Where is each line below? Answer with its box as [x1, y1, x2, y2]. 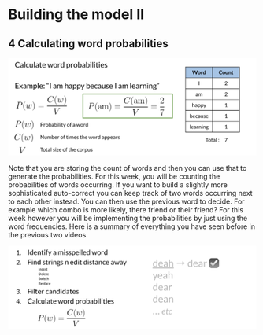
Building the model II [8, 6, 145, 24]
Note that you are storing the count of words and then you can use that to [8, 164, 247, 173]
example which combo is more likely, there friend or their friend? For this [8, 205, 244, 215]
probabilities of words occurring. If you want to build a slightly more [8, 180, 228, 190]
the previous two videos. [8, 230, 88, 240]
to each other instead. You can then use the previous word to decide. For [8, 197, 246, 206]
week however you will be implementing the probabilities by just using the [8, 214, 248, 223]
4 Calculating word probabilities [8, 37, 169, 50]
